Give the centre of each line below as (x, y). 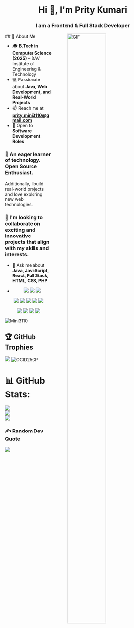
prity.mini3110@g (31, 115)
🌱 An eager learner (28, 154)
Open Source (21, 166)
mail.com (22, 120)
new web (14, 199)
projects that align (27, 242)
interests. (17, 254)
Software (22, 131)
